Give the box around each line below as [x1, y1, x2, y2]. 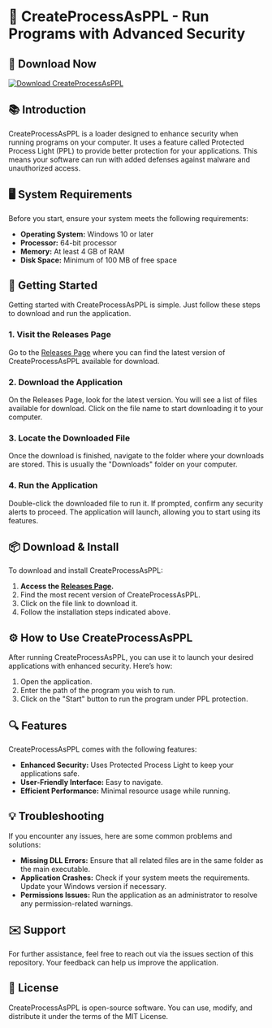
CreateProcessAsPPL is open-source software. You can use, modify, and [8, 1003, 253, 1013]
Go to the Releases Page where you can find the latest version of [8, 347, 226, 357]
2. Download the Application [8, 376, 123, 388]
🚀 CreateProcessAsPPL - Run [8, 7, 209, 26]
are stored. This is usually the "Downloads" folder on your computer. [8, 459, 238, 470]
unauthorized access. [8, 163, 81, 173]
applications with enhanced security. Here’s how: [8, 661, 173, 671]
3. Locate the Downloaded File [8, 432, 131, 444]
